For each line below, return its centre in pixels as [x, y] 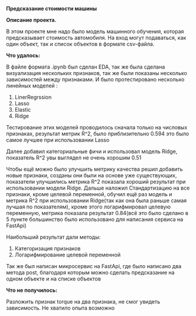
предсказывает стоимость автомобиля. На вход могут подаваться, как [96, 38]
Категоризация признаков [48, 248]
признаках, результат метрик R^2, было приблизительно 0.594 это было [98, 133]
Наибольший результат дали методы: [53, 237]
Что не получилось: [32, 290]
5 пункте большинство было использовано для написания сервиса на [95, 219]
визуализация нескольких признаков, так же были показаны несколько [97, 73]
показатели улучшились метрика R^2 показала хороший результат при [96, 182]
